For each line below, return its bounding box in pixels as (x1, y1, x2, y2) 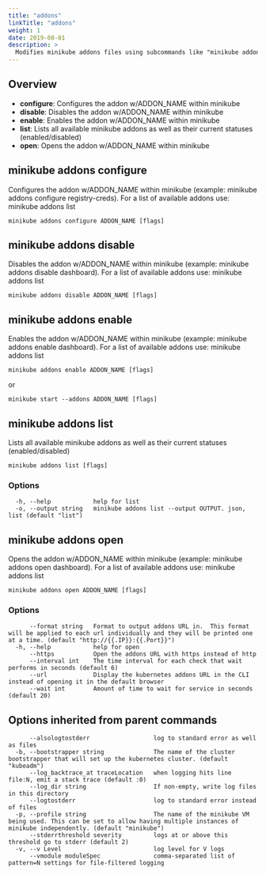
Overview (8, 78, 58, 91)
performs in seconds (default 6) (8, 664, 119, 672)
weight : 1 (8, 26, 41, 34)
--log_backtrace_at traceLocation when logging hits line (28, 769, 232, 777)
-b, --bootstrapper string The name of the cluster (15, 748, 236, 756)
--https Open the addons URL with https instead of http (28, 650, 257, 658)
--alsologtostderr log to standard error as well (28, 734, 257, 743)
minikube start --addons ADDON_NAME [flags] (8, 395, 158, 404)
